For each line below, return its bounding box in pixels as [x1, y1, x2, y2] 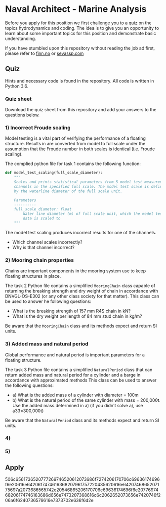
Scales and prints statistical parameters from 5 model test [14, 179, 142, 185]
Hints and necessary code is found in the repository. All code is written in [5, 78, 154, 84]
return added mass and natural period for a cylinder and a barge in [5, 372, 141, 378]
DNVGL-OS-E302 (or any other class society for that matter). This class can [5, 293, 160, 299]
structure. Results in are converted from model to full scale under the [5, 141, 146, 147]
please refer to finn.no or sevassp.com [5, 50, 84, 56]
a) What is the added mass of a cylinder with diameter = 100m [12, 392, 139, 398]
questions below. [5, 112, 40, 118]
